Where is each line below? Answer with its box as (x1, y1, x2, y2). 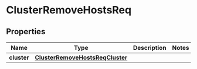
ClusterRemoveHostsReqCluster (35, 53, 128, 61)
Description (133, 44, 167, 52)
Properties (6, 27, 46, 37)
